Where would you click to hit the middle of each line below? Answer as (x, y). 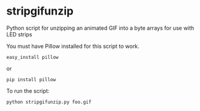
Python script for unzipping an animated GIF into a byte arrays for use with (100, 28)
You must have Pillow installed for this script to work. (73, 46)
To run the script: (28, 91)
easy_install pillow (33, 57)
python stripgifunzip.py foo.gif (49, 102)
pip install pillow (31, 79)
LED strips (19, 34)
